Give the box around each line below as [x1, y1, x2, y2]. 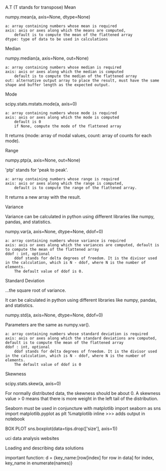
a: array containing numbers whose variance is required [5, 238, 126, 243]
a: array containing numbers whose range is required [5, 177, 120, 182]
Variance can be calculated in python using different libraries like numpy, [5, 214, 155, 219]
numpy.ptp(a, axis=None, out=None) [5, 157, 81, 163]
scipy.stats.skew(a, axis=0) [5, 380, 61, 386]
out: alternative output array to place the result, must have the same [5, 78, 160, 83]
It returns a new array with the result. [5, 194, 81, 200]
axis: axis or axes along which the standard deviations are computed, [5, 336, 157, 341]
